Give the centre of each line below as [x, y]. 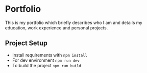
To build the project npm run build [47, 65]
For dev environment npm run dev [46, 60]
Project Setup [26, 43]
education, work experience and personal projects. [57, 27]
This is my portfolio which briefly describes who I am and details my [74, 23]
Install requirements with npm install [49, 55]
